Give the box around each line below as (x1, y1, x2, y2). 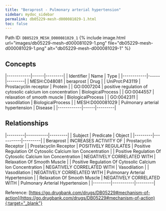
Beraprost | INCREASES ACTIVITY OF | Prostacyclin (46, 137, 152, 143)
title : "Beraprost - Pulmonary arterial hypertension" (5, 7, 121, 12)
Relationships (5, 119, 49, 127)
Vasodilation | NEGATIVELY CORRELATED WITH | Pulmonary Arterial (5, 169, 145, 175)
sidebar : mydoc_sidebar (5, 12, 55, 17)
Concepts (5, 60, 36, 68)
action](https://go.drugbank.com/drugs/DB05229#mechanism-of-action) (5, 195, 155, 201)
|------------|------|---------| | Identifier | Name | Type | (5, 73, 120, 79)
